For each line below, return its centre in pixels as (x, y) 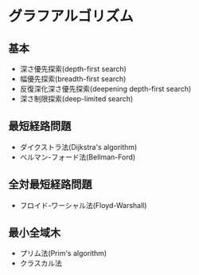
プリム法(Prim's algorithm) (63, 253)
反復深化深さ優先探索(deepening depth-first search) (105, 89)
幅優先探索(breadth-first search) (73, 79)
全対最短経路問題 (50, 185)
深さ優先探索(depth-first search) (73, 69)
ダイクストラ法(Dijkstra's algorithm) (78, 147)
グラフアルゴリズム (71, 16)
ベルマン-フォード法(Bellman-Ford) (78, 157)
